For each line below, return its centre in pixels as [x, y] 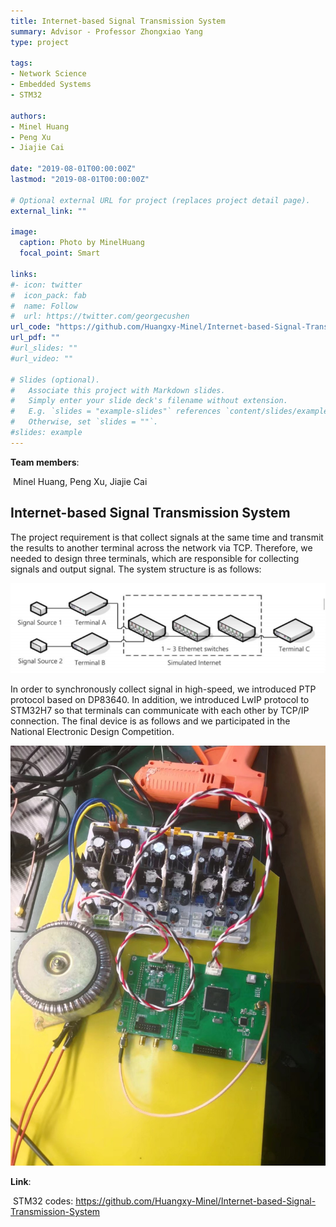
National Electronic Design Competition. [92, 732]
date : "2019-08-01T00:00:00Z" [73, 169]
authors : [28, 116]
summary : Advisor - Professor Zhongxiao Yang [106, 31]
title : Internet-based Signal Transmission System [118, 21]
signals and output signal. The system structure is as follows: [136, 569]
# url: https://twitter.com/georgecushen [100, 316]
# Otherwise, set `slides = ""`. [84, 422]
